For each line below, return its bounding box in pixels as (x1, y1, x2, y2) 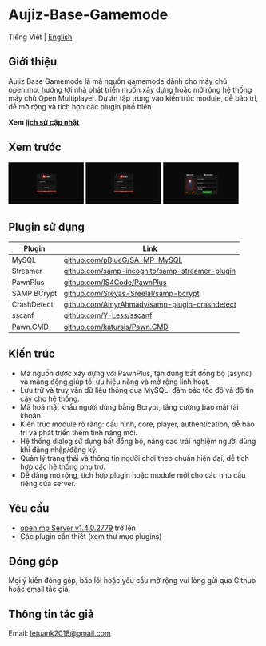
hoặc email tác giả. (8, 585, 70, 594)
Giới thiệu (8, 55, 58, 69)
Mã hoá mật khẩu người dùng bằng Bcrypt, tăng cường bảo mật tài (19, 402, 240, 412)
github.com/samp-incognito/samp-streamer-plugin (63, 266, 236, 276)
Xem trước (8, 141, 62, 154)
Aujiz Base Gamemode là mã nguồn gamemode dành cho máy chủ (8, 76, 228, 85)
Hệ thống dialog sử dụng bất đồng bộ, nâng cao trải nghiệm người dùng (19, 436, 256, 446)
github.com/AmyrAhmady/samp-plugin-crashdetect (63, 299, 237, 309)
